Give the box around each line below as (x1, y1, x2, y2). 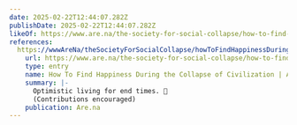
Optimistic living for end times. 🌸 (32, 86, 168, 95)
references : (9, 37, 53, 47)
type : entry (25, 62, 69, 71)
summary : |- (25, 78, 69, 87)
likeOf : (9, 29, 38, 38)
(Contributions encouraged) (32, 94, 137, 104)
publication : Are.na (25, 103, 101, 112)
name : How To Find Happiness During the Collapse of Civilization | (25, 70, 283, 79)
